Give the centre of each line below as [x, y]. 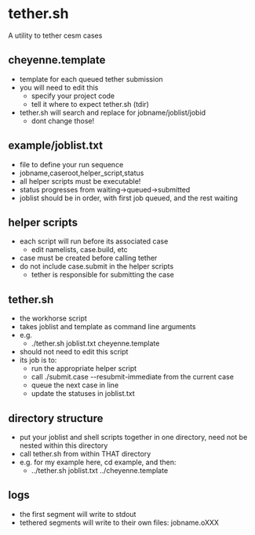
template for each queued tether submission [91, 79]
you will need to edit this [59, 87]
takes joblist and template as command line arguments [107, 327]
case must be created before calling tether [88, 258]
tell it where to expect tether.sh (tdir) [90, 104]
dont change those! [63, 121]
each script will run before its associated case [94, 241]
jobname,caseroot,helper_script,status [82, 173]
